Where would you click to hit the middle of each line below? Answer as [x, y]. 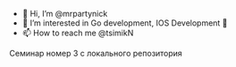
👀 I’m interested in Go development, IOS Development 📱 [125, 23]
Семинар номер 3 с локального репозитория [96, 53]
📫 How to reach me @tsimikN [78, 33]
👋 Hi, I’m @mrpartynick [65, 14]
